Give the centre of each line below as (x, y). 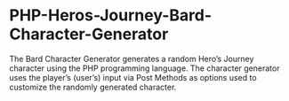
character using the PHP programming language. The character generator (144, 68)
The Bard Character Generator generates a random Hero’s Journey (132, 58)
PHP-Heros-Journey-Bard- (110, 16)
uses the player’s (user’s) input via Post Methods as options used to (133, 77)
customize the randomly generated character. (93, 87)
